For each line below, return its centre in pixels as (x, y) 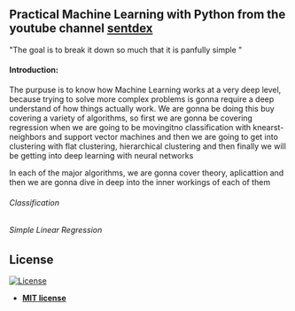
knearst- (268, 128)
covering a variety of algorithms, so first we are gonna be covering (131, 118)
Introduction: (34, 70)
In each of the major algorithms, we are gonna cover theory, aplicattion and (147, 173)
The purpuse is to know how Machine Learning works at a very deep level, (145, 90)
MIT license (44, 298)
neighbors (28, 137)
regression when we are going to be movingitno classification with (130, 128)
